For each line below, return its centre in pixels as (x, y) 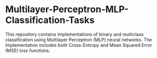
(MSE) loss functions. (28, 50)
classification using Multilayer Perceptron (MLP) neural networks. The (78, 40)
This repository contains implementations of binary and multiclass (74, 34)
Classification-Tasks (50, 20)
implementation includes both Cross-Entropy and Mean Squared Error (79, 45)
